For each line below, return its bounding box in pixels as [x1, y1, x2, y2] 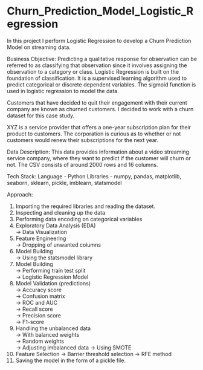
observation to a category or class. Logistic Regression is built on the [7, 68, 179, 75]
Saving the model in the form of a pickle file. [15, 357, 126, 364]
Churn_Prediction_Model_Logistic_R [7, 4, 194, 18]
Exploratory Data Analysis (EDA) [15, 222, 96, 229]
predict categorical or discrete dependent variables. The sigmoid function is [7, 80, 196, 88]
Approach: [7, 190, 33, 198]
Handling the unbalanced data [15, 325, 91, 332]
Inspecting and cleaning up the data [15, 209, 106, 216]
